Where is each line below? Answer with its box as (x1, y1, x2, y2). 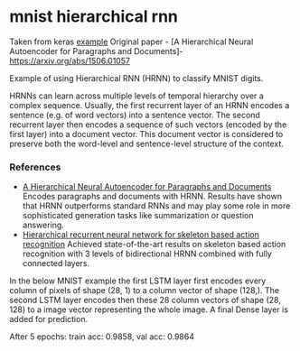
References (9, 161, 61, 173)
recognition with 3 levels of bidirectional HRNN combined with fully (22, 248, 273, 259)
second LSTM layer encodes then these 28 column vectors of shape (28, (9, 295, 282, 306)
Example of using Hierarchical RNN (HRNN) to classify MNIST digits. (9, 72, 264, 83)
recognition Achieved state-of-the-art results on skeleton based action (22, 239, 286, 250)
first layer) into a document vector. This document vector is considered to (9, 128, 284, 139)
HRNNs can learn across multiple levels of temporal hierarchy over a (9, 90, 264, 101)
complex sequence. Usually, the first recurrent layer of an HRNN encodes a (9, 99, 290, 110)
